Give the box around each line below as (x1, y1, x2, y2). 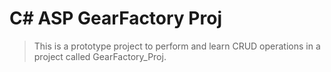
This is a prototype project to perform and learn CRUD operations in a (33, 40, 321, 52)
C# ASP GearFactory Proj (9, 7, 222, 30)
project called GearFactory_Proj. (33, 50, 167, 62)
